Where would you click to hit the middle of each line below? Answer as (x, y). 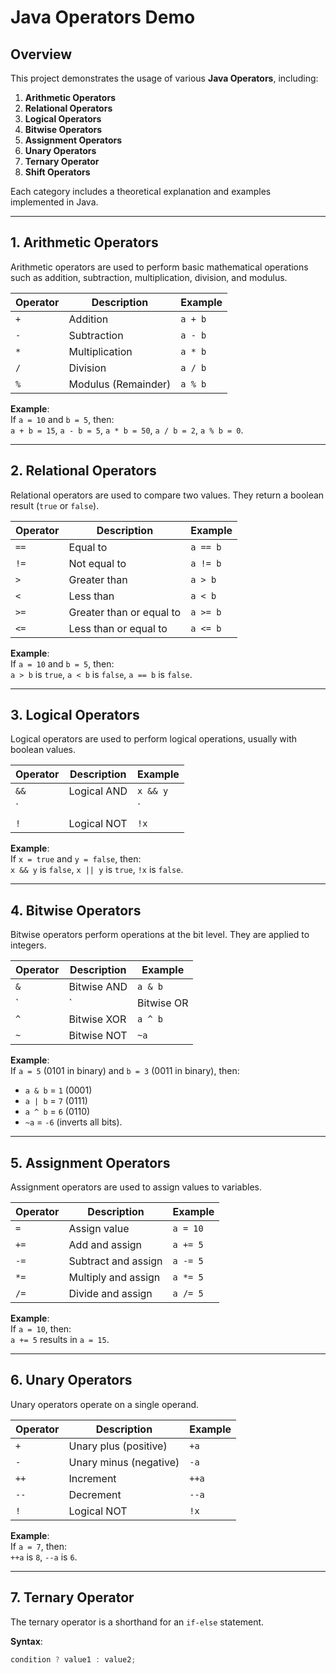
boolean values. (43, 750)
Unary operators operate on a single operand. (105, 1404)
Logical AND (98, 791)
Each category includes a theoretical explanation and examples (141, 191)
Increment (92, 1478)
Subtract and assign (115, 1261)
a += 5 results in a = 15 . (60, 1340)
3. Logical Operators (75, 715)
